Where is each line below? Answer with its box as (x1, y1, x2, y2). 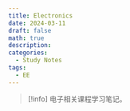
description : (8, 42, 52, 50)
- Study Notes (15, 57, 62, 65)
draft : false (8, 26, 52, 34)
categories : (8, 49, 48, 57)
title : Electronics (8, 11, 73, 20)
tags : (8, 64, 26, 72)
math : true (8, 34, 45, 42)
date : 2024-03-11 (8, 19, 66, 27)
